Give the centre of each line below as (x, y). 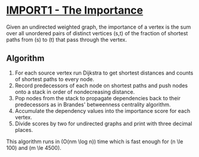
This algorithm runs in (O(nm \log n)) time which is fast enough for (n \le (95, 141)
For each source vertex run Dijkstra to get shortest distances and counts (104, 73)
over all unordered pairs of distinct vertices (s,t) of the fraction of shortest (97, 33)
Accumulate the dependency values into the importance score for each (102, 110)
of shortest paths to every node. (54, 79)
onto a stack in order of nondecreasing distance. (75, 92)
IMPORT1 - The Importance (75, 10)
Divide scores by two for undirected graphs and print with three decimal (103, 124)
